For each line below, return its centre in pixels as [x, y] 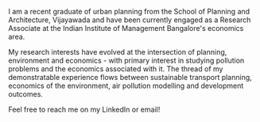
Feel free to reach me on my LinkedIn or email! [84, 109]
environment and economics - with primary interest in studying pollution [126, 60]
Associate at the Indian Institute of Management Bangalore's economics [126, 28]
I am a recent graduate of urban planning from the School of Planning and [129, 11]
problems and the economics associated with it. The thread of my [116, 69]
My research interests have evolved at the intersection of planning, [118, 52]
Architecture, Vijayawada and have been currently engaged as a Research [130, 20]
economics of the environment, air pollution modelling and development [126, 86]
